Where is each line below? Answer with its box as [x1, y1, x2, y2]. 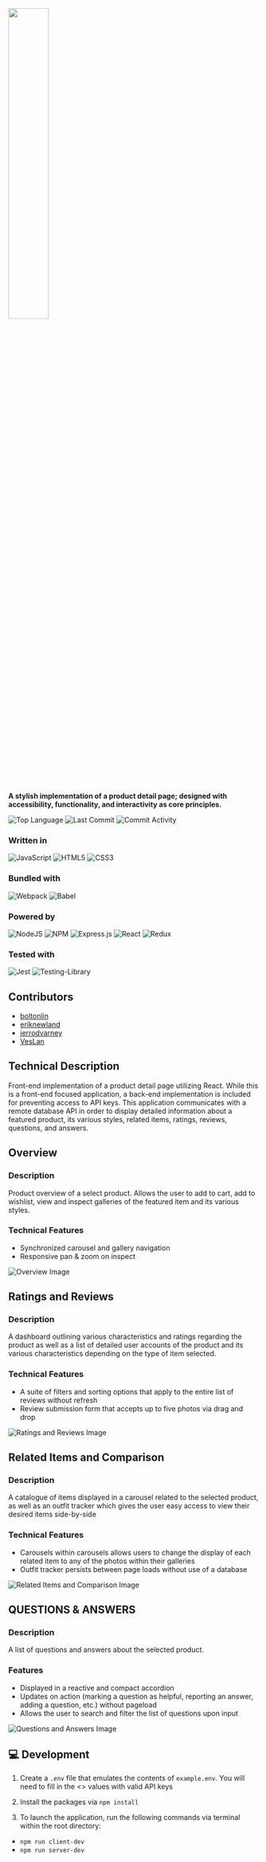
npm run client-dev [19, 1837, 85, 1846]
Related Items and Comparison [8, 1451, 165, 1465]
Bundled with [8, 873, 61, 884]
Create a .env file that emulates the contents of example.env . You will [19, 1773, 245, 1782]
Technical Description [8, 1059, 120, 1074]
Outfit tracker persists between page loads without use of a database [19, 1564, 248, 1574]
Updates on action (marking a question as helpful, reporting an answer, [19, 1692, 253, 1701]
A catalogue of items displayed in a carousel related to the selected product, [8, 1492, 259, 1502]
